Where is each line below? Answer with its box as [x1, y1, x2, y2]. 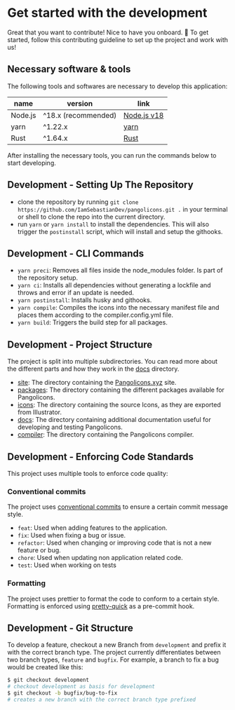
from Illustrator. [17, 408, 62, 416]
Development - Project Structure [7, 339, 153, 350]
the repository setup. [17, 273, 79, 282]
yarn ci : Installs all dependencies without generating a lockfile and [17, 281, 212, 289]
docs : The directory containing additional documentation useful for [17, 416, 212, 424]
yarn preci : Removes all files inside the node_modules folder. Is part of [17, 266, 223, 275]
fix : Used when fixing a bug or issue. [17, 531, 126, 540]
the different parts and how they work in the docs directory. [7, 364, 180, 373]
